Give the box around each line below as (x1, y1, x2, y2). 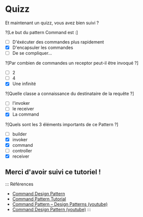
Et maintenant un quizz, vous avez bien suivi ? (5, 20, 99, 26)
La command (12, 111, 40, 117)
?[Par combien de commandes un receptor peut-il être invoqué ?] (5, 60, 139, 66)
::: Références (5, 181, 34, 187)
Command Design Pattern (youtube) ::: (12, 206, 92, 212)
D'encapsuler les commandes (12, 44, 73, 50)
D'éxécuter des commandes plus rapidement (12, 39, 104, 45)
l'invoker (12, 100, 30, 106)
